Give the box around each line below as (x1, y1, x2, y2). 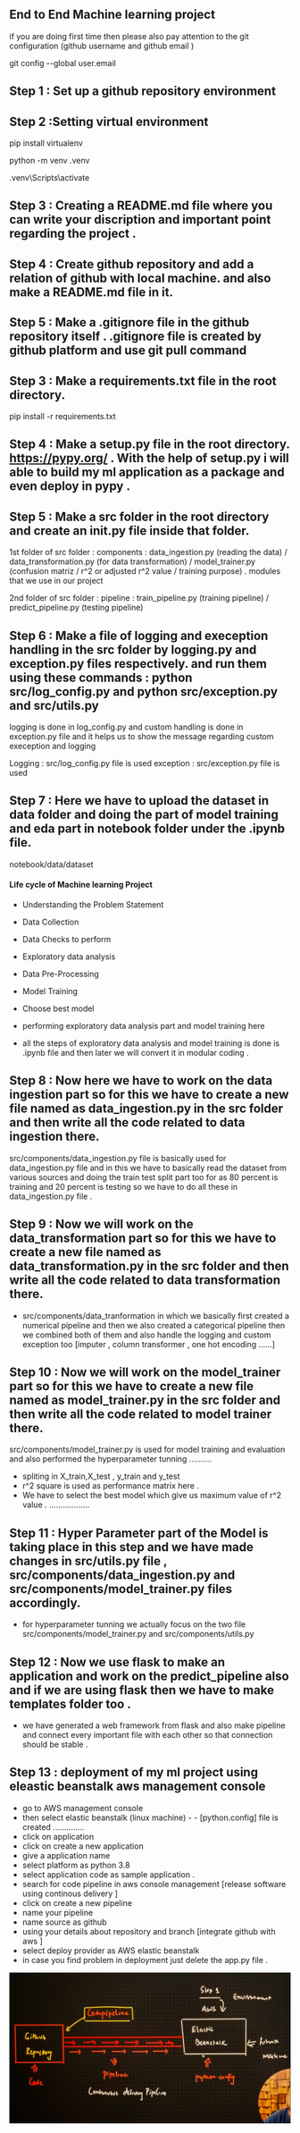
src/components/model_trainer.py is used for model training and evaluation (9, 1444, 286, 1455)
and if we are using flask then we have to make (9, 1682, 275, 1698)
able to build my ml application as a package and (9, 465, 285, 480)
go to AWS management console (21, 1802, 144, 1813)
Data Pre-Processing (21, 969, 100, 980)
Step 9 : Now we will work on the (9, 1217, 194, 1232)
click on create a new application (21, 1841, 145, 1851)
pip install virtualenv (9, 138, 83, 148)
